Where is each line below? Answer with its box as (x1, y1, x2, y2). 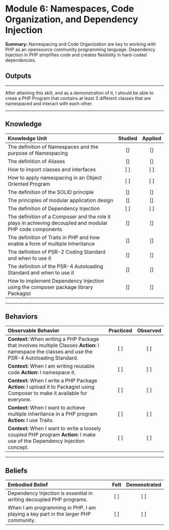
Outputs (5, 71, 32, 81)
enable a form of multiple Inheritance (8, 240, 95, 247)
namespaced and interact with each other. (5, 100, 93, 106)
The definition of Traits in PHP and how (8, 234, 100, 241)
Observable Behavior (8, 327, 59, 334)
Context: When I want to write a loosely (8, 425, 102, 432)
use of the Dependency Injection (8, 437, 85, 444)
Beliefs (5, 466, 28, 475)
